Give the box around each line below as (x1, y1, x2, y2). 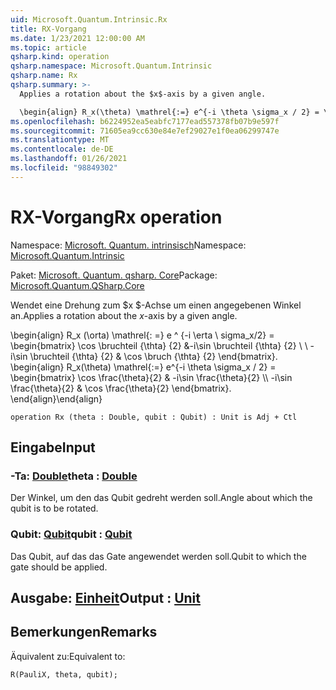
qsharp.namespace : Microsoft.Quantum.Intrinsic (10, 61, 213, 71)
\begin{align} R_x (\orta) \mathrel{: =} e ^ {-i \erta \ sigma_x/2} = (10, 329, 275, 341)
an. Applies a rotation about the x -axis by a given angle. (10, 309, 238, 321)
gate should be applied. (10, 561, 108, 573)
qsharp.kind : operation (10, 52, 110, 62)
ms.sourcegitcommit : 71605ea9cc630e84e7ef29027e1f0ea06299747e (10, 126, 280, 136)
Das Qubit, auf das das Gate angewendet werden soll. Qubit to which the (10, 550, 307, 562)
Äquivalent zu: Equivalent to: (10, 650, 126, 662)
